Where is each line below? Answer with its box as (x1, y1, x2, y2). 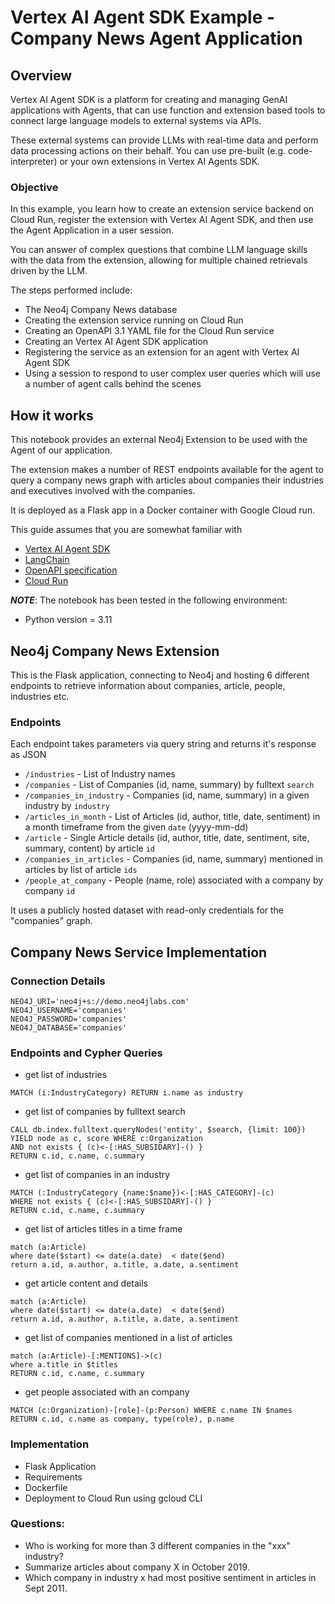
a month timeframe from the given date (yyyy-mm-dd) (24, 821, 249, 833)
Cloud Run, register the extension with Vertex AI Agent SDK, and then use (10, 214, 314, 226)
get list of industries (24, 1069, 108, 1081)
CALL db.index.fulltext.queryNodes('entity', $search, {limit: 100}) (10, 1125, 307, 1135)
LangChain (24, 554, 70, 566)
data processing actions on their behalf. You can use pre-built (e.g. (10, 145, 287, 156)
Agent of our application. (10, 444, 113, 456)
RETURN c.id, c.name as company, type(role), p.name (10, 1414, 235, 1425)
